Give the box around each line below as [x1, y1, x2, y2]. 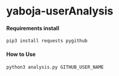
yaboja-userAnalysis [6, 4, 114, 18]
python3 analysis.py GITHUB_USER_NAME [6, 64, 104, 70]
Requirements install [6, 24, 59, 31]
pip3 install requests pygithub [6, 38, 88, 44]
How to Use [6, 50, 36, 58]
